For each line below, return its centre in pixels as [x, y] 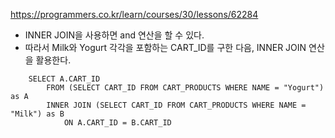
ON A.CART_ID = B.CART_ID [117, 123]
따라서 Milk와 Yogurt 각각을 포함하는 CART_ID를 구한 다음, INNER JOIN [165, 47]
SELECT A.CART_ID [64, 79]
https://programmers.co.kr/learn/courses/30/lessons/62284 [134, 14]
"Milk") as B [37, 114]
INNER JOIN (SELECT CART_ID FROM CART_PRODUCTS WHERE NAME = [176, 105]
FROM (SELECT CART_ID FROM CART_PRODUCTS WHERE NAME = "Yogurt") [185, 88]
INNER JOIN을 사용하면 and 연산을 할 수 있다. [114, 35]
